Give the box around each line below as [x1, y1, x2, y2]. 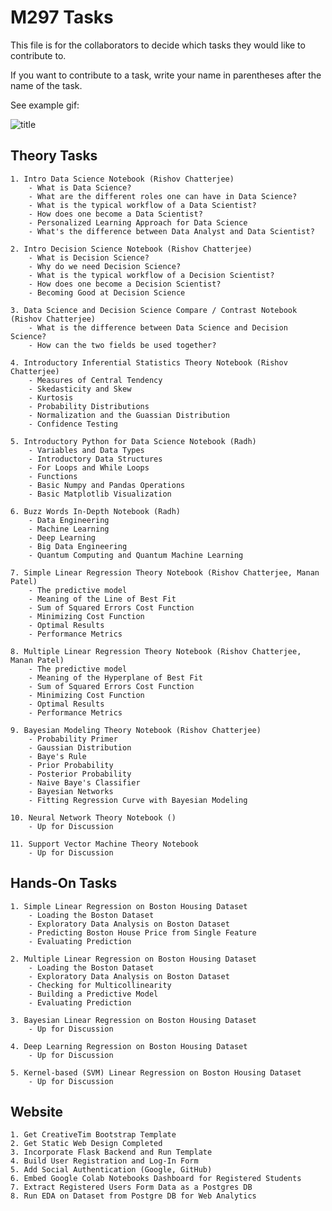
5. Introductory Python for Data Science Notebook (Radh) [10, 436, 257, 446]
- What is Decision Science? [28, 252, 150, 263]
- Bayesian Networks [28, 786, 114, 796]
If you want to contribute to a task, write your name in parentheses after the [10, 69, 322, 81]
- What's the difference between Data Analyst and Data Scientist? [28, 226, 315, 236]
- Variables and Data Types [28, 445, 145, 455]
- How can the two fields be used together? [28, 340, 217, 350]
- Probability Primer [28, 734, 118, 744]
